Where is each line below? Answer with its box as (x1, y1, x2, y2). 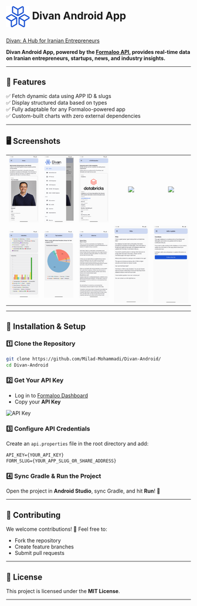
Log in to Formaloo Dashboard (14, 392, 89, 399)
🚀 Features (6, 77, 46, 87)
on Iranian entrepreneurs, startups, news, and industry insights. (6, 55, 166, 62)
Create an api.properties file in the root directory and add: (6, 440, 149, 447)
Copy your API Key (14, 398, 61, 405)
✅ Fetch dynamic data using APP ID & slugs (6, 93, 111, 100)
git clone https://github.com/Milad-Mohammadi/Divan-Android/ (6, 356, 161, 362)
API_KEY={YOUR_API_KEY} (6, 452, 64, 458)
